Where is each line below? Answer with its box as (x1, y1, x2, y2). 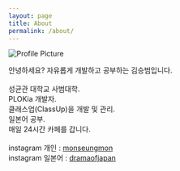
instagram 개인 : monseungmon (8, 143, 114, 153)
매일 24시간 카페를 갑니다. (8, 124, 92, 134)
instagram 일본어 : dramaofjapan (8, 153, 116, 163)
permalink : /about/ (8, 27, 75, 35)
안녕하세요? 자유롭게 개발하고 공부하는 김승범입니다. (8, 65, 173, 75)
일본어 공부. (8, 115, 46, 124)
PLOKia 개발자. (8, 94, 57, 104)
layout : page (8, 11, 53, 20)
